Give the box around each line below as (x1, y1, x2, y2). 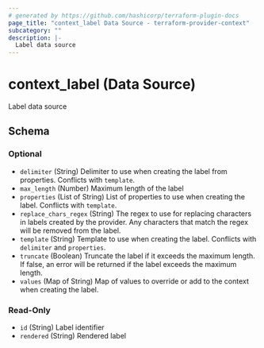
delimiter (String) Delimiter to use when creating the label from (19, 166, 228, 176)
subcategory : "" (8, 26, 62, 34)
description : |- (8, 33, 62, 42)
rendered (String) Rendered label (19, 331, 127, 341)
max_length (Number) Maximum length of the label (19, 184, 184, 193)
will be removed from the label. (19, 226, 121, 235)
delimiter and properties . (19, 242, 106, 252)
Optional (8, 149, 42, 160)
